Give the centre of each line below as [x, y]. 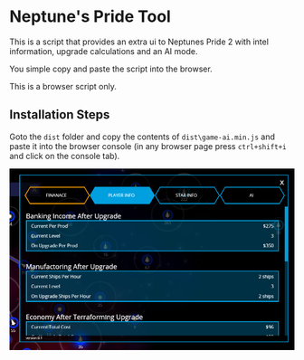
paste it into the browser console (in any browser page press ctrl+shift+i [148, 146]
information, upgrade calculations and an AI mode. [104, 51]
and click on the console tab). [65, 156]
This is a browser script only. [63, 86]
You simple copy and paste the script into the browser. [111, 69]
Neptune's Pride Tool [90, 17]
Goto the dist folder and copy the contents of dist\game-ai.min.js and [142, 137]
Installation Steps [60, 115]
